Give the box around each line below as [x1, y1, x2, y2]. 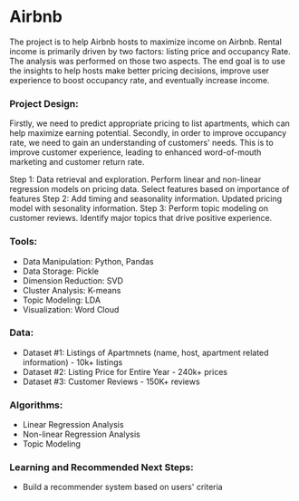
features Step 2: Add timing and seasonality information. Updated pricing [9, 193, 283, 205]
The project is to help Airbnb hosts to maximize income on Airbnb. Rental [9, 36, 283, 47]
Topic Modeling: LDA [22, 294, 101, 305]
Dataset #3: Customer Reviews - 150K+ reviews [22, 376, 201, 387]
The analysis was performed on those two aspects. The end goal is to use [9, 55, 285, 66]
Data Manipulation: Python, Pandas [22, 255, 154, 266]
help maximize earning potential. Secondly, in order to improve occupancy [9, 128, 287, 139]
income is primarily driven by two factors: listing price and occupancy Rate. [9, 45, 292, 56]
